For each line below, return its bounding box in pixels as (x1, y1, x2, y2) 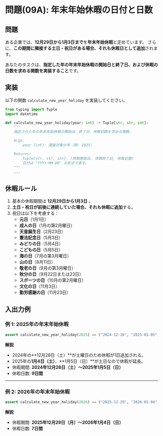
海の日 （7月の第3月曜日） (19, 253, 72, 259)
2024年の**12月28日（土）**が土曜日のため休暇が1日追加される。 (12, 352, 146, 358)
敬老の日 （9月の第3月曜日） (19, 265, 76, 271)
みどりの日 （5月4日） (19, 241, 63, 246)
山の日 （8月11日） (19, 259, 56, 265)
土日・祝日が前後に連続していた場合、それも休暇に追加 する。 (12, 204, 136, 210)
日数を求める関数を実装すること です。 (5, 68, 81, 74)
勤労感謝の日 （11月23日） (19, 289, 71, 295)
